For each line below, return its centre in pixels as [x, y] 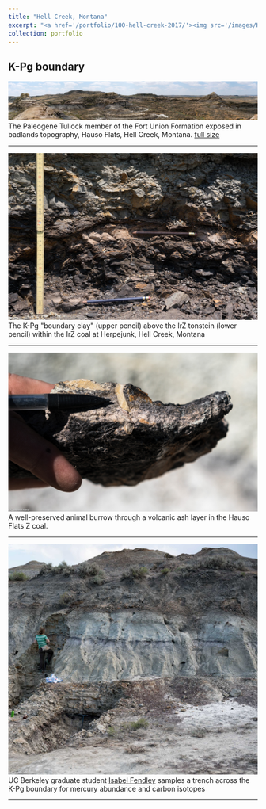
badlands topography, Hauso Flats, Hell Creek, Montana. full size [114, 135]
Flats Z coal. [28, 526]
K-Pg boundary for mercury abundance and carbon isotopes [107, 788]
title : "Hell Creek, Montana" [58, 17]
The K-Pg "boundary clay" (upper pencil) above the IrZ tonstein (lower [123, 326]
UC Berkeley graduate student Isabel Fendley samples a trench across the [129, 780]
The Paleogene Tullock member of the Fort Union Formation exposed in [125, 126]
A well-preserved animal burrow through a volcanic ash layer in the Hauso [129, 517]
